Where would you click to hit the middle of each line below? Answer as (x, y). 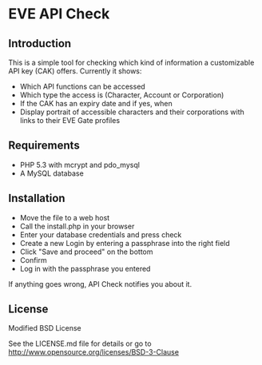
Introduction (40, 44)
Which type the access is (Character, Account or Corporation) (122, 95)
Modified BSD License (45, 328)
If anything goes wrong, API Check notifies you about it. (100, 284)
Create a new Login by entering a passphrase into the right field (125, 243)
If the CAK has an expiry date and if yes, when (96, 103)
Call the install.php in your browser (77, 226)
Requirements (44, 146)
